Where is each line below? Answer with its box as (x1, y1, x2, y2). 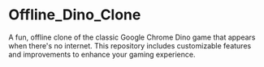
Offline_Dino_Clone (8, 6, 141, 24)
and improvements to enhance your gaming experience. (8, 49, 196, 59)
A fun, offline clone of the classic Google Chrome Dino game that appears (8, 32, 256, 42)
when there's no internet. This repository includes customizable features (8, 40, 252, 50)
